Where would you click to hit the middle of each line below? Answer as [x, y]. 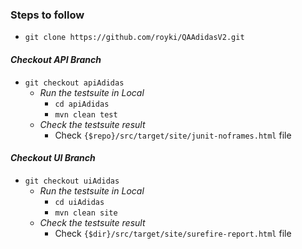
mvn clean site [86, 213]
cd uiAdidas [79, 202]
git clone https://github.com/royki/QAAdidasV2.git [134, 38]
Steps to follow [47, 15]
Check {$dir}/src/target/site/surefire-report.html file [173, 233]
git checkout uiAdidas [72, 181]
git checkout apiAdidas [74, 83]
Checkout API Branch [56, 59]
